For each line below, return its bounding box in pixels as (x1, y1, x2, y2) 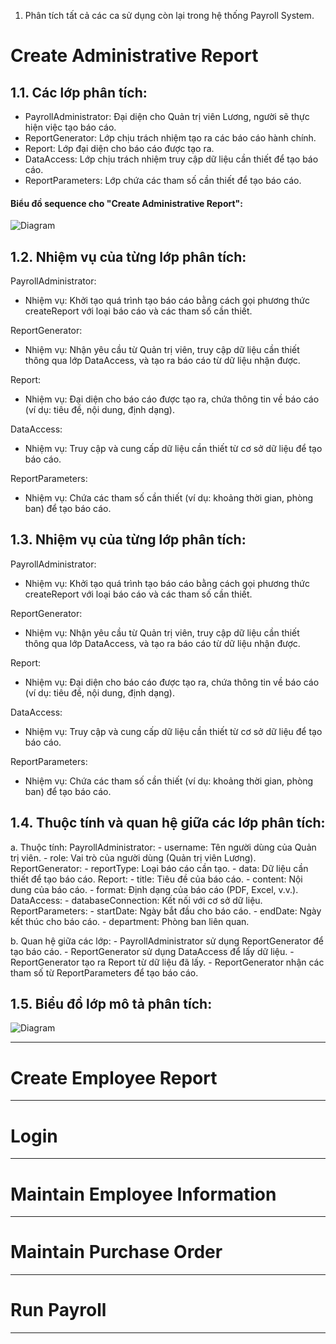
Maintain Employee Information (10, 1183, 277, 1205)
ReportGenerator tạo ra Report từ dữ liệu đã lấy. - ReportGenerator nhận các (10, 956, 325, 968)
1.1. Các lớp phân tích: (10, 84, 148, 101)
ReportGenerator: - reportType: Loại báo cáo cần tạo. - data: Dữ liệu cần (10, 862, 309, 874)
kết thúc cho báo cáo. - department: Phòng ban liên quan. (10, 915, 250, 927)
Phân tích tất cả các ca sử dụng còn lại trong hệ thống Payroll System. (24, 10, 315, 21)
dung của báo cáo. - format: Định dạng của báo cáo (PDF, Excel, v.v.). (10, 883, 299, 895)
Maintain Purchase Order (10, 1241, 223, 1264)
